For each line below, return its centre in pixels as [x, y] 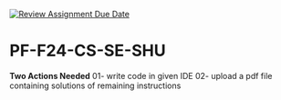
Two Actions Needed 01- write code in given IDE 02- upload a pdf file [141, 75]
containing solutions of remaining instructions [95, 85]
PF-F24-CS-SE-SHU [88, 51]
